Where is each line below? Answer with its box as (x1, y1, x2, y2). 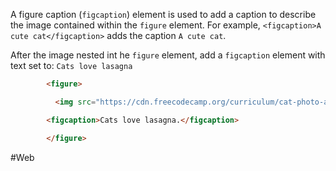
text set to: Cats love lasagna (10, 60, 133, 71)
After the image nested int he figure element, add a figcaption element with (10, 49, 326, 61)
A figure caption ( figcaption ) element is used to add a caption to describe (10, 9, 317, 20)
